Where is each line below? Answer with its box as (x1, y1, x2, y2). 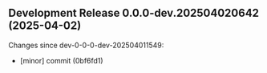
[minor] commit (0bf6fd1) (19, 55, 103, 65)
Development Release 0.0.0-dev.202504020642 (8, 6, 259, 20)
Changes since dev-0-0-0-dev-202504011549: (8, 40, 164, 50)
